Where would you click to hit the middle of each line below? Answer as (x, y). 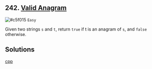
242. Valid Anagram (36, 8)
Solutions (20, 50)
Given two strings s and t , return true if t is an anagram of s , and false (76, 29)
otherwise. (16, 34)
